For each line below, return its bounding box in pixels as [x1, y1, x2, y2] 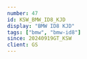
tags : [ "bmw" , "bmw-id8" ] [7, 28, 81, 36]
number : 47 [7, 9, 38, 17]
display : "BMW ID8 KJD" [7, 22, 75, 29]
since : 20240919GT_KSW [7, 35, 72, 42]
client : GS [7, 41, 38, 48]
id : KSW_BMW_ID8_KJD [7, 16, 66, 23]
